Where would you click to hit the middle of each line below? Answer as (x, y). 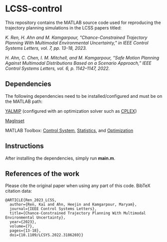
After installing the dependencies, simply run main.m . (60, 158)
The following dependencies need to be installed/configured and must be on (84, 96)
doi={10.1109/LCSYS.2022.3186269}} (47, 235)
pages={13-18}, (25, 231)
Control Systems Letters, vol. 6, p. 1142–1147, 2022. (58, 68)
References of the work (42, 173)
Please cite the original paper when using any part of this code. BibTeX (78, 186)
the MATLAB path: (24, 101)
